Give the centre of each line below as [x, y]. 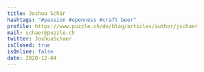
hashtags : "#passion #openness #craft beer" [72, 20]
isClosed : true [29, 45]
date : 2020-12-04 [32, 58]
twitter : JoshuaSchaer [39, 39]
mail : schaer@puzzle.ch [41, 33]
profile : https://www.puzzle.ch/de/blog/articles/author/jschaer [102, 26]
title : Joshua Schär [37, 13]
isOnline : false [30, 52]
